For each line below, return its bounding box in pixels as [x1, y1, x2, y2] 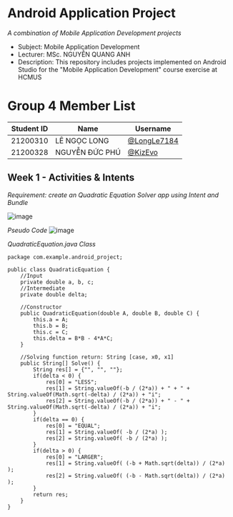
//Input [20, 272, 43, 279]
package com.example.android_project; [7, 254, 123, 261]
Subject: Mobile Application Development [17, 42, 140, 51]
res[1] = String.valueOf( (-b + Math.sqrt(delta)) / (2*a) [45, 459, 225, 467]
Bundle [7, 198, 29, 206]
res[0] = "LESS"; [45, 378, 98, 386]
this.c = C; [33, 328, 69, 336]
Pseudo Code [7, 226, 48, 234]
